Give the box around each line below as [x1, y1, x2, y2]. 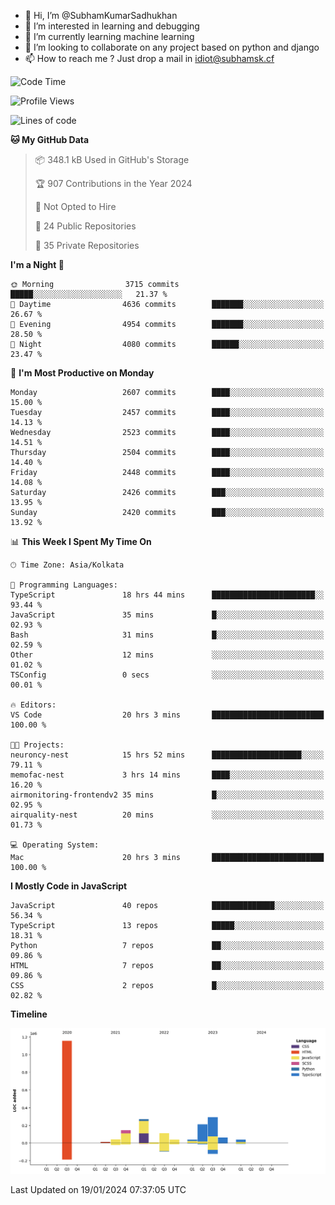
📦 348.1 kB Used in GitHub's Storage [34, 154, 190, 165]
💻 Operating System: [10, 840, 100, 850]
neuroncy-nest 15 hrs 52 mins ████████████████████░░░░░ [10, 750, 325, 760]
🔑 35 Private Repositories [34, 240, 140, 251]
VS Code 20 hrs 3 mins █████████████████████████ [10, 710, 325, 720]
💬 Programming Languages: [10, 580, 118, 590]
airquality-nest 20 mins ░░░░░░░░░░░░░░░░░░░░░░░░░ [10, 810, 325, 820]
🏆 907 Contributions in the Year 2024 [34, 178, 193, 189]
